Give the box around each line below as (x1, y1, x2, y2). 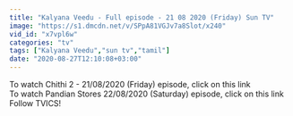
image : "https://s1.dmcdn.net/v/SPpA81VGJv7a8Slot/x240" (9, 21, 227, 30)
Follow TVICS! (9, 98, 62, 108)
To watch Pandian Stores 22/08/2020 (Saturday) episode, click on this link (9, 88, 284, 99)
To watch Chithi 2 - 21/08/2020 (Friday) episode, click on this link (9, 79, 251, 89)
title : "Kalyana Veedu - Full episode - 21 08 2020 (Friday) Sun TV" (9, 12, 275, 22)
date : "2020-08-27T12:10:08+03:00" (9, 54, 142, 63)
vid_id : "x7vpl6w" (9, 29, 78, 38)
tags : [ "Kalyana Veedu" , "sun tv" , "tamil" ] (9, 46, 170, 55)
